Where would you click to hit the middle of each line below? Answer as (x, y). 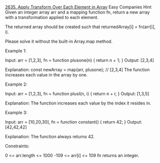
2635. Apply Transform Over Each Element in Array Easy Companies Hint (78, 7)
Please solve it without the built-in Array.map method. (59, 41)
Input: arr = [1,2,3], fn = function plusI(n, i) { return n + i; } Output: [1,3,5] (77, 94)
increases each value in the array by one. (46, 75)
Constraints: (17, 146)
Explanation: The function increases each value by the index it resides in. (78, 103)
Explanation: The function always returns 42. (50, 136)
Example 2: (16, 84)
